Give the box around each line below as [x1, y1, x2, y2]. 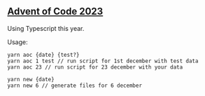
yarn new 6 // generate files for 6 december [7, 82, 142, 89]
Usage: [7, 38, 28, 46]
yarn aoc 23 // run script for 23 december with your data [7, 63, 183, 71]
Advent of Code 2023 [7, 6, 104, 18]
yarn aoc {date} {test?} [7, 51, 80, 58]
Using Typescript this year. [7, 24, 85, 32]
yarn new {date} [7, 76, 55, 83]
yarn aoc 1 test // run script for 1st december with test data [7, 57, 199, 64]
